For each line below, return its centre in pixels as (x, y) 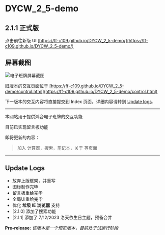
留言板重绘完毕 (27, 193)
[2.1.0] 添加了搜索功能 (34, 211)
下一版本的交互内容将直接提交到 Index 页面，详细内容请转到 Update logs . (79, 102)
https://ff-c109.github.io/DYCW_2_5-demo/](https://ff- (94, 40)
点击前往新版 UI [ (22, 40)
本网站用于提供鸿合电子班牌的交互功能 (44, 116)
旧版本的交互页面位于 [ (28, 86)
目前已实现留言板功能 (27, 127)
